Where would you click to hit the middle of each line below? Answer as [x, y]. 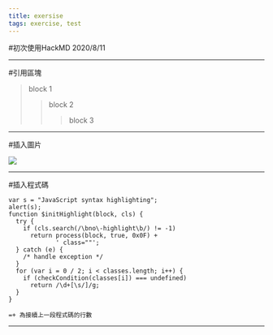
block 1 [40, 88]
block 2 [61, 104]
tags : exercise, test [45, 24]
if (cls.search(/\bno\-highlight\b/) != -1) [100, 228]
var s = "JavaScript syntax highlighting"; [83, 200]
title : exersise [36, 16]
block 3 [82, 120]
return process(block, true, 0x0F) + [94, 235]
